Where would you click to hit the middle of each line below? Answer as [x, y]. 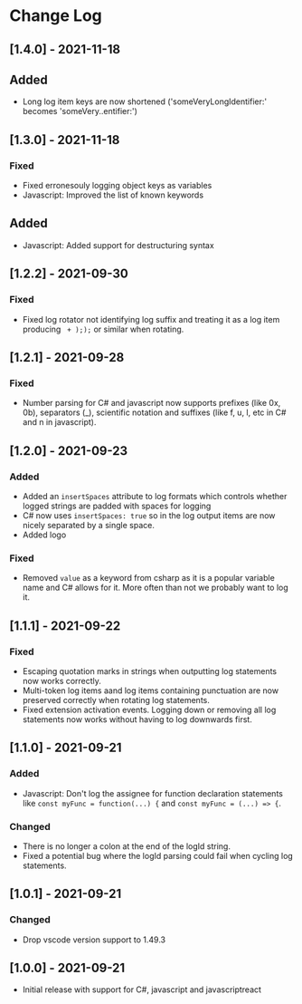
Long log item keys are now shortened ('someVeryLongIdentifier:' [145, 101]
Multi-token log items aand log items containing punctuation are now [150, 690]
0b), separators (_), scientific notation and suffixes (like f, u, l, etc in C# [154, 412]
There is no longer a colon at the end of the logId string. [126, 846]
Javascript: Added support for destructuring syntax [118, 245]
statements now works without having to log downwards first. [137, 719]
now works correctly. [62, 681]
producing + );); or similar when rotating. [103, 329]
